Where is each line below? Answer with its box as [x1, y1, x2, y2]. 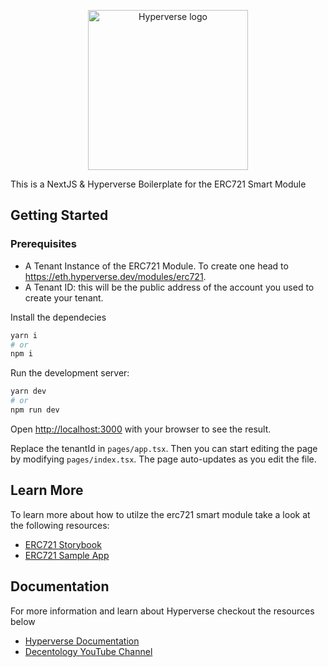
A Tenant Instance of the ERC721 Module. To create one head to [24, 260, 289, 272]
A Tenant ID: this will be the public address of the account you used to [24, 281, 315, 293]
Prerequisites [10, 237, 77, 251]
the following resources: [10, 519, 110, 531]
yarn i [10, 330, 38, 340]
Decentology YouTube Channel [24, 645, 153, 657]
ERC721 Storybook [24, 538, 102, 550]
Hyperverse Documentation [24, 635, 140, 647]
